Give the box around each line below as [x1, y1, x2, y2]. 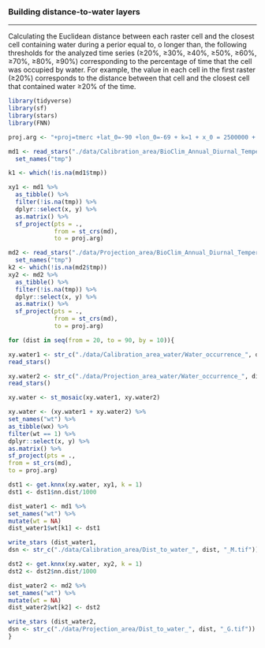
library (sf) [8, 105, 47, 113]
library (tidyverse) [8, 97, 73, 105]
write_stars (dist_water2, [8, 618, 97, 626]
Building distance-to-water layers [8, 6, 140, 17]
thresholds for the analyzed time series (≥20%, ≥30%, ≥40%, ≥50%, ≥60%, [8, 48, 257, 58]
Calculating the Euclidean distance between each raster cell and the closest [8, 32, 255, 41]
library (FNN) [8, 119, 51, 127]
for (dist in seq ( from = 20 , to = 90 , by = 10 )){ [8, 336, 175, 344]
